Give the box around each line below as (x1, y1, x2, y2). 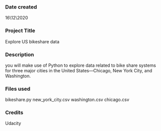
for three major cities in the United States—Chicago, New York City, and (5, 67, 153, 73)
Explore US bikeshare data (5, 38, 60, 44)
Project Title (5, 27, 36, 34)
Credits (5, 109, 23, 116)
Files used (5, 85, 31, 92)
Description (5, 51, 34, 58)
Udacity (5, 121, 21, 127)
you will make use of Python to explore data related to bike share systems (5, 62, 157, 68)
